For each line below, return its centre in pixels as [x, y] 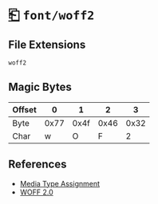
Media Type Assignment [60, 183]
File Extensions [47, 44]
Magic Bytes [40, 87]
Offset [25, 109]
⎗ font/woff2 [51, 15]
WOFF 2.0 [36, 192]
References [38, 165]
